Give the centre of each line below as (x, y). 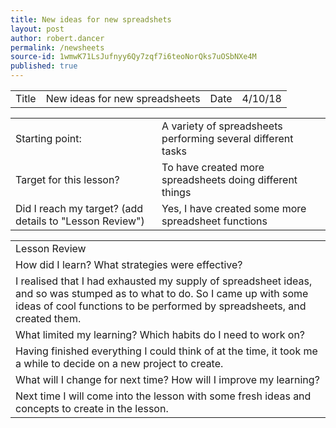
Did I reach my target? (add (79, 208)
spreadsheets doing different (229, 179)
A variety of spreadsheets (222, 126)
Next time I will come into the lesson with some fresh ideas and (163, 396)
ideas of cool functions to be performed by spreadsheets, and (161, 306)
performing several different (227, 138)
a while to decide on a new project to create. (119, 363)
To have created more (213, 167)
